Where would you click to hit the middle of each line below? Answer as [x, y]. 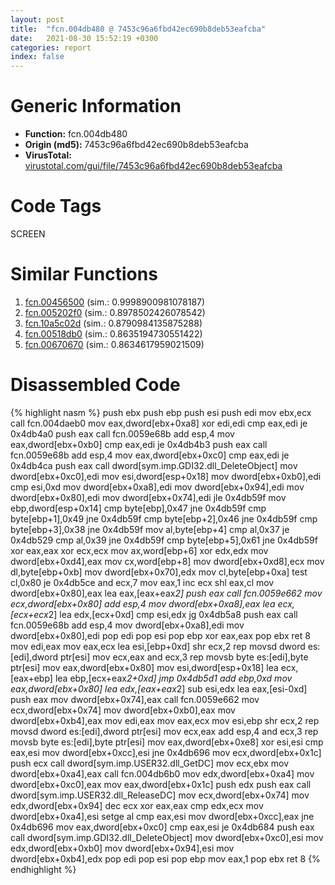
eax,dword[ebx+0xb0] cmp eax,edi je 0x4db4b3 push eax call [139, 444]
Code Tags [56, 206]
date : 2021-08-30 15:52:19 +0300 [84, 38]
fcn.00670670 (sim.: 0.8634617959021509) [114, 344]
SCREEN [28, 234]
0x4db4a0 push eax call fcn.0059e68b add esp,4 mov [122, 433]
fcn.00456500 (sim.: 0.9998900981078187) [115, 302]
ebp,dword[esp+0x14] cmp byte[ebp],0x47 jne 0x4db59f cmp [138, 508]
